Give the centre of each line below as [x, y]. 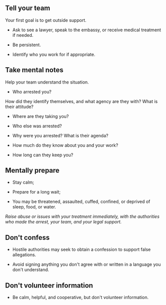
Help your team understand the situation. [47, 82]
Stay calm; [23, 182]
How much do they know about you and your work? [65, 145]
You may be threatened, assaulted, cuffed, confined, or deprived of [81, 202]
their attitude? [19, 106]
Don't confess [27, 238]
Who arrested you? [32, 92]
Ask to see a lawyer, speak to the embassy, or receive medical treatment [87, 30]
